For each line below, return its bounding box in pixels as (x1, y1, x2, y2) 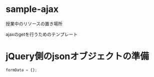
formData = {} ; (5, 67, 37, 72)
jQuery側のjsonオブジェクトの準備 (5, 51, 149, 62)
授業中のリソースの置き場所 (5, 20, 63, 26)
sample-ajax (5, 3, 59, 15)
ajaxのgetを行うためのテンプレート (5, 31, 78, 37)
